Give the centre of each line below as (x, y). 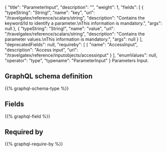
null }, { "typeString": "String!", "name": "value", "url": (60, 29)
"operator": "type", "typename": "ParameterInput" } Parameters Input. (77, 60)
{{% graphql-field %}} (28, 116)
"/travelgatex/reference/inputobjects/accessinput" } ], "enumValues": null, (81, 55)
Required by (24, 132)
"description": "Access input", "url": (41, 50)
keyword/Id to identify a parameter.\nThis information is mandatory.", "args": (83, 23)
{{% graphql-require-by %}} (34, 144)
